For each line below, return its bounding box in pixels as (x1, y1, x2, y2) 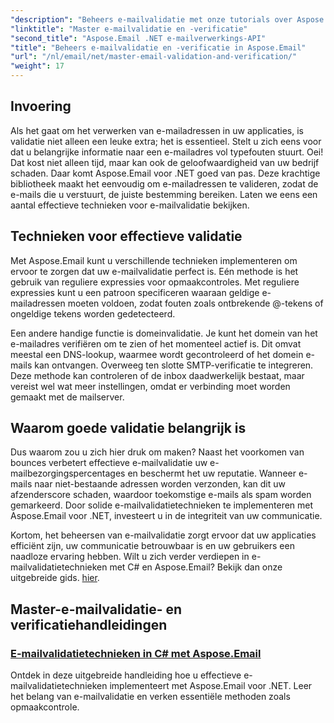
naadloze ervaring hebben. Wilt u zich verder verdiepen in (10, 551, 250, 563)
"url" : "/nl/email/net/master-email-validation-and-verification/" (10, 52, 298, 62)
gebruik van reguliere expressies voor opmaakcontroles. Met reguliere (10, 276, 300, 288)
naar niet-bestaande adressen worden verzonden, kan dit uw (34, 478, 286, 490)
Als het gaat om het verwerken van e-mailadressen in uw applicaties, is (10, 124, 304, 136)
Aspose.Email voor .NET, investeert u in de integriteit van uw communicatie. (10, 510, 323, 522)
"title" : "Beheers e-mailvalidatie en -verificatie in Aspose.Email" (10, 42, 307, 53)
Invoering (10, 98, 72, 115)
